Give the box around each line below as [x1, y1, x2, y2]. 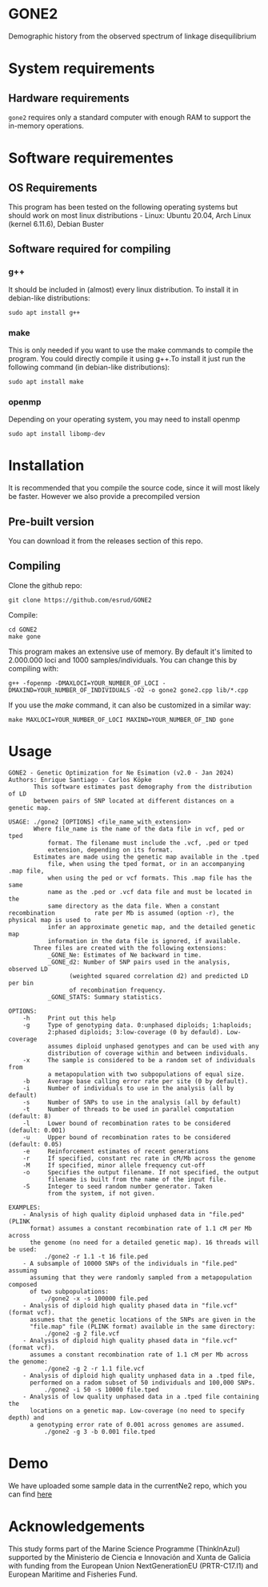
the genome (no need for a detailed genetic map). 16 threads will [29, 1239, 260, 1247]
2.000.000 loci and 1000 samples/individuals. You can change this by [8, 655, 238, 665]
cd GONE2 [8, 626, 38, 634]
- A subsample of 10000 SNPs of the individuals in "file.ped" [22, 1259, 238, 1267]
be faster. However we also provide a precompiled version [8, 492, 201, 501]
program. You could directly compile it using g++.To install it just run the [8, 353, 246, 363]
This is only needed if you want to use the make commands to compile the [8, 345, 254, 355]
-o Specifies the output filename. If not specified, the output [22, 1168, 260, 1176]
